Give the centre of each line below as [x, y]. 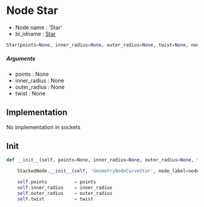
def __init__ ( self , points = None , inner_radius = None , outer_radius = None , [100, 160]
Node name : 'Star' [39, 27]
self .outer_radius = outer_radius [65, 193]
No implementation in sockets [43, 127]
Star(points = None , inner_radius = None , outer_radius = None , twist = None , [97, 45]
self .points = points [57, 182]
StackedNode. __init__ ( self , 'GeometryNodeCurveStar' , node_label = [103, 171]
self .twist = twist [56, 199]
